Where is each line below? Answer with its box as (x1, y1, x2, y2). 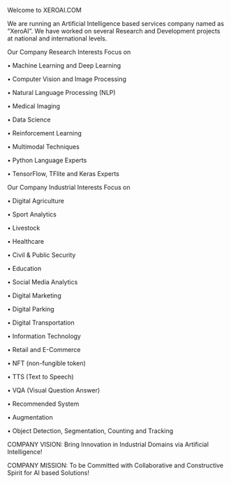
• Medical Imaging (7, 102, 61, 110)
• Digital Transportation (7, 318, 75, 327)
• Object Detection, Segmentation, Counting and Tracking (7, 427, 174, 435)
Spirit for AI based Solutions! (7, 469, 89, 477)
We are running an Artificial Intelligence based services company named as (7, 20, 225, 27)
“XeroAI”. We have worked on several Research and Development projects (7, 27, 221, 35)
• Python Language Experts (7, 156, 87, 164)
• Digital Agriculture (7, 197, 65, 205)
